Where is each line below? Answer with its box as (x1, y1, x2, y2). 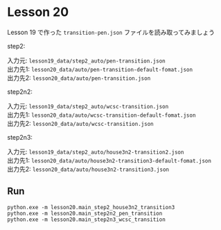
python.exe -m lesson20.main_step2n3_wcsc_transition (7, 216, 166, 223)
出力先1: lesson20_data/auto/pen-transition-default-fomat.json (7, 65, 193, 73)
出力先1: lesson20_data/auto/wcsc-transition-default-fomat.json (7, 110, 196, 119)
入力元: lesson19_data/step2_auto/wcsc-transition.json (7, 101, 169, 110)
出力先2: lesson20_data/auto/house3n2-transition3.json (7, 165, 170, 173)
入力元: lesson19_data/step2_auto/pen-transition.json (7, 56, 166, 65)
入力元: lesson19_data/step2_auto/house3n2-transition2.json (7, 147, 184, 156)
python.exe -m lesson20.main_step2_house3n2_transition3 (7, 204, 175, 211)
